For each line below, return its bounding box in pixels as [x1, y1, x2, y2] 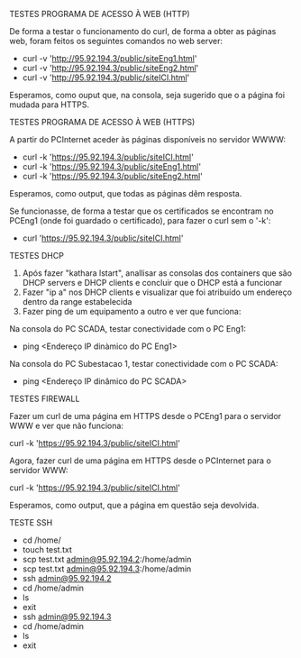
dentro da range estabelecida [22, 297, 132, 306]
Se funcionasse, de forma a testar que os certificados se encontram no [9, 206, 274, 216]
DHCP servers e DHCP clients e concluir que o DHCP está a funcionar [22, 278, 283, 288]
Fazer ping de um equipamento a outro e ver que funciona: [22, 306, 242, 316]
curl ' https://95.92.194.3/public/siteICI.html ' [22, 233, 184, 243]
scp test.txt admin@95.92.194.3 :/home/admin [22, 563, 192, 574]
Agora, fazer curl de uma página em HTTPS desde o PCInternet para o [9, 455, 272, 466]
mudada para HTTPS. [9, 99, 90, 110]
